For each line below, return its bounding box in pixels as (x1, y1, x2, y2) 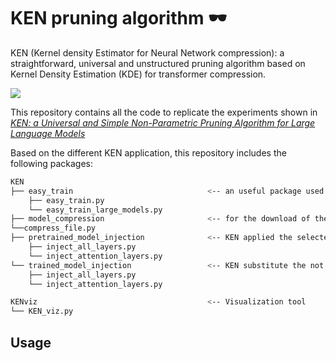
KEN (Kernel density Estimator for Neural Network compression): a (10, 46, 285, 59)
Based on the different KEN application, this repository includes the (10, 146, 287, 159)
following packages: (10, 157, 94, 169)
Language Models (10, 127, 86, 139)
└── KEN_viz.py (10, 306, 74, 317)
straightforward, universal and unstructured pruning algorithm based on (10, 57, 306, 69)
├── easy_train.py (28, 195, 105, 205)
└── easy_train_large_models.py (28, 205, 163, 215)
